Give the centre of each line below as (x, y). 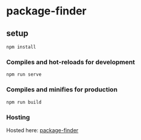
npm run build (24, 102)
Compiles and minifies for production (62, 90)
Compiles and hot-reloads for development (71, 62)
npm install (21, 47)
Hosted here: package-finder (42, 130)
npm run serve (24, 75)
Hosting (18, 117)
